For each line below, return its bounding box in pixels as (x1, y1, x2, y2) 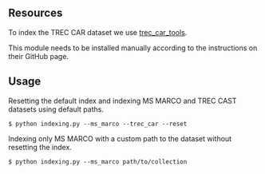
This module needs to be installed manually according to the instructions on (8, 43, 258, 53)
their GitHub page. (8, 51, 69, 61)
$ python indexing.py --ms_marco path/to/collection (8, 157, 188, 166)
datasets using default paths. (8, 104, 104, 114)
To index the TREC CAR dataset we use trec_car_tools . (8, 27, 188, 37)
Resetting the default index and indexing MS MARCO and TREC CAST (8, 96, 237, 105)
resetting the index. (8, 142, 72, 152)
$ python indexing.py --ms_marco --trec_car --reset (8, 120, 188, 128)
